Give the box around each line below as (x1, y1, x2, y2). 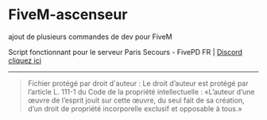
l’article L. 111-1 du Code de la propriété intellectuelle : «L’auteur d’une (27, 87, 255, 96)
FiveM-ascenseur (8, 6, 128, 24)
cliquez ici (8, 56, 42, 65)
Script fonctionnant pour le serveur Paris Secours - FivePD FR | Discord (8, 47, 242, 56)
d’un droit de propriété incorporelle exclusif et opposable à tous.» (27, 103, 242, 113)
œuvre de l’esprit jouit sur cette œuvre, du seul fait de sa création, (27, 95, 245, 105)
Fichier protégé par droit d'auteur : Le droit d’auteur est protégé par (27, 78, 249, 88)
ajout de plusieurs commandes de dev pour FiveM (8, 32, 172, 41)
